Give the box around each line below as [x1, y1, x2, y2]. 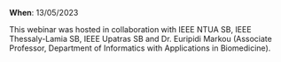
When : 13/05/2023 [9, 8, 79, 17]
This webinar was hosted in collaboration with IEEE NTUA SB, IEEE [9, 24, 252, 34]
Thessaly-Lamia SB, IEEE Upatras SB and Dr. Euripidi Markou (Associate [9, 34, 272, 44]
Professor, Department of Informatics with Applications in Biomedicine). [9, 43, 271, 53]
